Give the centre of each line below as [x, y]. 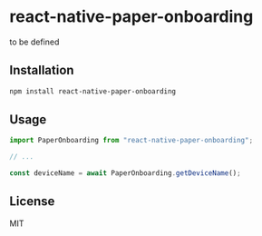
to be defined [34, 42]
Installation [42, 70]
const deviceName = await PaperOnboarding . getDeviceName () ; [126, 173]
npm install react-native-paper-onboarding [93, 91]
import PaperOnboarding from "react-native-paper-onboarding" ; [131, 141]
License [32, 202]
